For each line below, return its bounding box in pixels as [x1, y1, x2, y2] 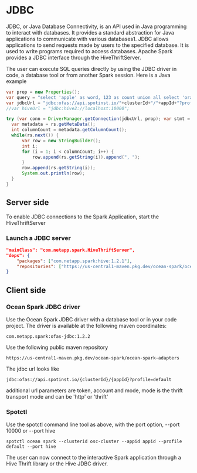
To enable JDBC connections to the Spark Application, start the [6, 213, 159, 220]
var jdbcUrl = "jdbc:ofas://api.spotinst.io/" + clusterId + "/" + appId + [6, 100, 177, 106]
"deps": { [6, 252, 30, 258]
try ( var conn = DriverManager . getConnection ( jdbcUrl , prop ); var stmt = [6, 116, 191, 122]
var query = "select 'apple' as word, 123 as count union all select [6, 94, 180, 100]
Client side [6, 285, 46, 295]
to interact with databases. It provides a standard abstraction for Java [6, 29, 175, 36]
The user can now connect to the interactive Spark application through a [6, 454, 182, 461]
